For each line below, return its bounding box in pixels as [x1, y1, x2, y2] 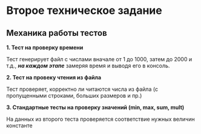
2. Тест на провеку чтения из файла [6, 74, 102, 81]
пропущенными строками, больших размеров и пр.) [6, 92, 142, 99]
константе [6, 122, 33, 129]
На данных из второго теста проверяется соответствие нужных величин [6, 116, 195, 122]
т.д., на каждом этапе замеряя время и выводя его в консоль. [6, 62, 170, 69]
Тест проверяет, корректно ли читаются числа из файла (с [6, 85, 159, 93]
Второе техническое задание [6, 4, 162, 18]
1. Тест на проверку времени [6, 44, 84, 51]
